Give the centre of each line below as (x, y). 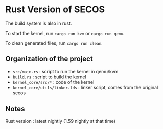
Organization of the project (49, 59)
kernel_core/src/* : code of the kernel (53, 82)
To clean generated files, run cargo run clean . (54, 43)
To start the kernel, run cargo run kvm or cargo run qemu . (65, 33)
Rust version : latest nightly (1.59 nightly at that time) (61, 121)
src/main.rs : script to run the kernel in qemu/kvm (65, 71)
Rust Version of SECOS (55, 9)
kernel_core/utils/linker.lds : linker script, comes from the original (85, 87)
